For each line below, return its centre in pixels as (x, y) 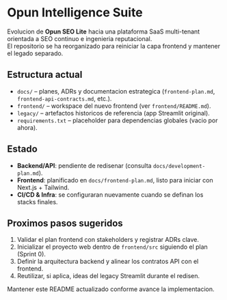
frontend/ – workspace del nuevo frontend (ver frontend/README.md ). (114, 106)
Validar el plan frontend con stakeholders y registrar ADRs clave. (108, 240)
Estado (22, 149)
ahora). (27, 127)
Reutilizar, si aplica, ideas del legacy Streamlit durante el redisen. (108, 276)
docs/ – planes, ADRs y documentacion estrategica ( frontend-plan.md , (116, 91)
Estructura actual (45, 75)
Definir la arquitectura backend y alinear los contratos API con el (108, 262)
